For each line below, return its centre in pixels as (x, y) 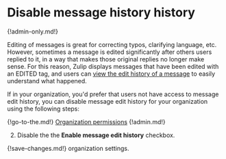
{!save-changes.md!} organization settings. (68, 148)
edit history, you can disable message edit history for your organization (108, 101)
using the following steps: (43, 109)
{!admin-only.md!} (33, 31)
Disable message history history (101, 13)
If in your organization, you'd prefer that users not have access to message (113, 94)
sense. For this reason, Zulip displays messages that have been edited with (113, 66)
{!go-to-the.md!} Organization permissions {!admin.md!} (86, 121)
